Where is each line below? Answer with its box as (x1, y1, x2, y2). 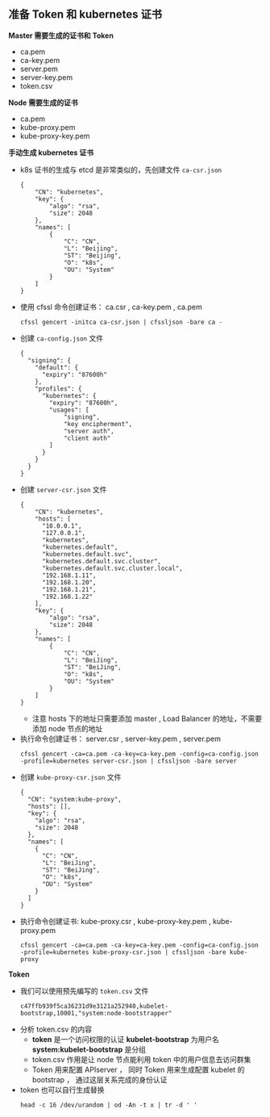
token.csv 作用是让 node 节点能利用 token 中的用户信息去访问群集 (31, 1054, 251, 1064)
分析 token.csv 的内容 (19, 1024, 93, 1034)
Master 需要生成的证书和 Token (8, 31, 114, 40)
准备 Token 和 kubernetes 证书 (8, 7, 163, 22)
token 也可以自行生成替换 (19, 1085, 105, 1094)
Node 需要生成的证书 (8, 98, 78, 107)
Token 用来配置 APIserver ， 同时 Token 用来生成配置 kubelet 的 (31, 1065, 245, 1074)
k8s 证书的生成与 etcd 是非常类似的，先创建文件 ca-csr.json (19, 165, 222, 174)
